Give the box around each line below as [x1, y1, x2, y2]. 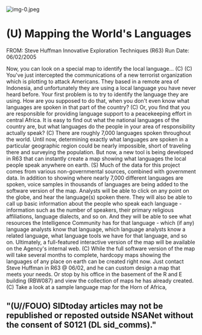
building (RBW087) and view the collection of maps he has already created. [6, 277, 194, 284]
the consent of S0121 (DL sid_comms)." [6, 320, 157, 330]
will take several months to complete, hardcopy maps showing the [6, 251, 171, 258]
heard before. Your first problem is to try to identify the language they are [6, 91, 189, 98]
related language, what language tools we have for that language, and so [6, 232, 188, 239]
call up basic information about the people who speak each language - [6, 200, 182, 207]
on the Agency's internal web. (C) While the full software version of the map [6, 245, 195, 252]
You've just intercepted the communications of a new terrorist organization [6, 71, 192, 79]
